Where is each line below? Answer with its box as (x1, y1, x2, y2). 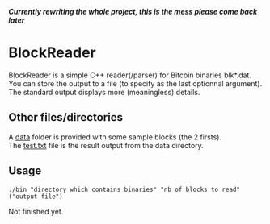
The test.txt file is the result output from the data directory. (8, 140, 204, 150)
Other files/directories (8, 110, 124, 124)
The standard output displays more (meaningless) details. (8, 87, 200, 97)
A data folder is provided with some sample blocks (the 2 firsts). (8, 132, 222, 142)
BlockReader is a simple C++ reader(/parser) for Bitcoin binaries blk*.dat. (8, 70, 252, 80)
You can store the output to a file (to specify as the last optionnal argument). (8, 78, 263, 88)
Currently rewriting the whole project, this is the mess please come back (8, 7, 258, 16)
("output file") (8, 193, 63, 201)
